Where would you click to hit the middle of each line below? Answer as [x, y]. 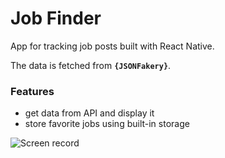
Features [32, 91]
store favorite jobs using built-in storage [107, 124]
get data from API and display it [89, 113]
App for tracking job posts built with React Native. [112, 46]
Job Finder [56, 18]
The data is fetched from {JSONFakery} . [91, 65]
